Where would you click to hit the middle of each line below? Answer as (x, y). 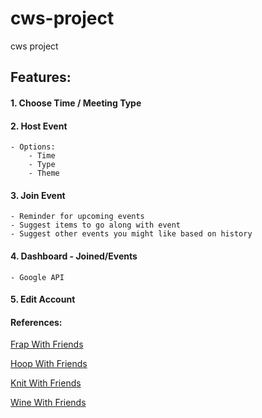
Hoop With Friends (49, 364)
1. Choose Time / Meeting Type (76, 103)
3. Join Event (38, 195)
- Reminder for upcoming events (77, 217)
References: (36, 322)
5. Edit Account (43, 299)
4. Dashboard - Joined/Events (74, 256)
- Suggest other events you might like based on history (131, 234)
